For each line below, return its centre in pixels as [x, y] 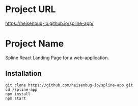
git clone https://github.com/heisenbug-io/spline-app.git [69, 85]
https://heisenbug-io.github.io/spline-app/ [50, 23]
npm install [18, 94]
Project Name [35, 44]
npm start [16, 98]
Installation [23, 73]
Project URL [31, 9]
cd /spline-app [21, 89]
